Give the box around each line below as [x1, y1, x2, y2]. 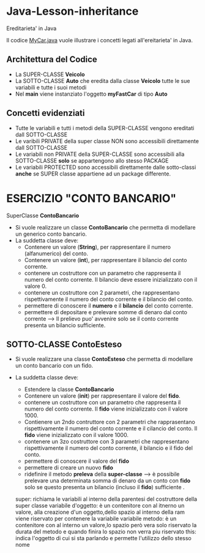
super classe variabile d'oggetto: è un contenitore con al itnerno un [15, 502, 185, 509]
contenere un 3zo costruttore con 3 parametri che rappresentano [24, 438, 190, 446]
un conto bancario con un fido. [15, 362, 94, 369]
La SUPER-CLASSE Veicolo [15, 71, 85, 78]
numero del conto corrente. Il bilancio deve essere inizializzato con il [24, 276, 198, 283]
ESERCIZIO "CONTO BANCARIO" [6, 191, 176, 205]
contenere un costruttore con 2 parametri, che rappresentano [24, 288, 180, 296]
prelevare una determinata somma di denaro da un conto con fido [24, 477, 191, 484]
